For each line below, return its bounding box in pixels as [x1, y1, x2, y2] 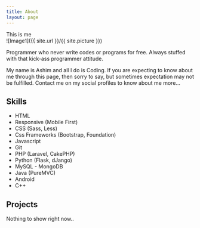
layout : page [6, 14, 39, 20]
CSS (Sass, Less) [14, 125, 58, 132]
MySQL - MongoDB [14, 163, 63, 170]
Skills [6, 96, 27, 106]
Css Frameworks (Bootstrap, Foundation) [14, 131, 116, 138]
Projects [6, 199, 38, 209]
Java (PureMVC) [14, 170, 56, 177]
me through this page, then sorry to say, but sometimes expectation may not [6, 73, 195, 80]
